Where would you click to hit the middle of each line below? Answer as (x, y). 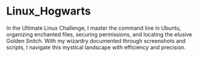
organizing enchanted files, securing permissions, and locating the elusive (99, 34)
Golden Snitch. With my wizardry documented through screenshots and (96, 41)
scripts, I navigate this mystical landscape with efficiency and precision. (96, 47)
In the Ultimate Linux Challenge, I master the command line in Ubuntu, (94, 28)
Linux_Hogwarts (49, 11)
